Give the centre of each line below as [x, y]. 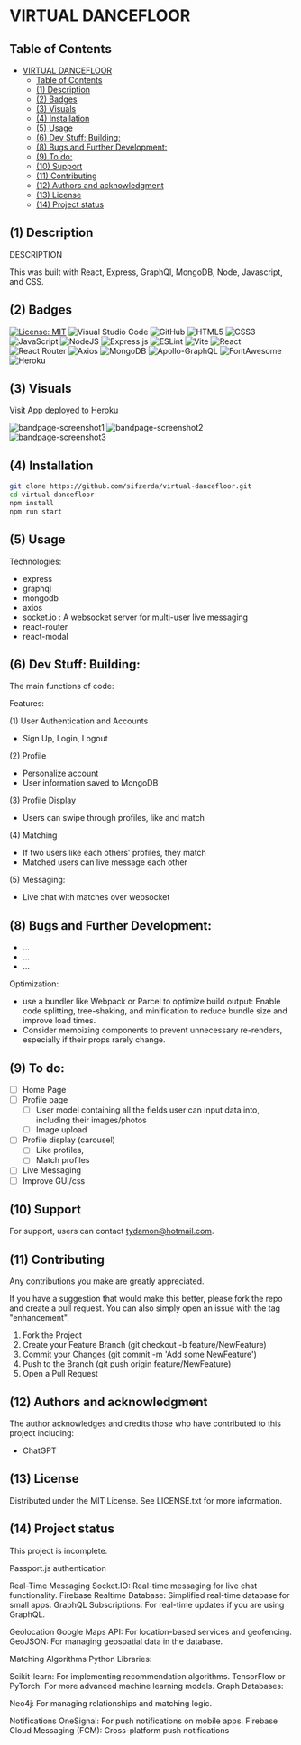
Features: [27, 704]
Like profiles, [59, 1150]
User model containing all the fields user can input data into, [147, 1110]
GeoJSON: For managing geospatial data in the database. [116, 1641]
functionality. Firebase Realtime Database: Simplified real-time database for [150, 1595]
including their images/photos [91, 1120]
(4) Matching [33, 835]
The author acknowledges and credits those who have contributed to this [146, 1423]
